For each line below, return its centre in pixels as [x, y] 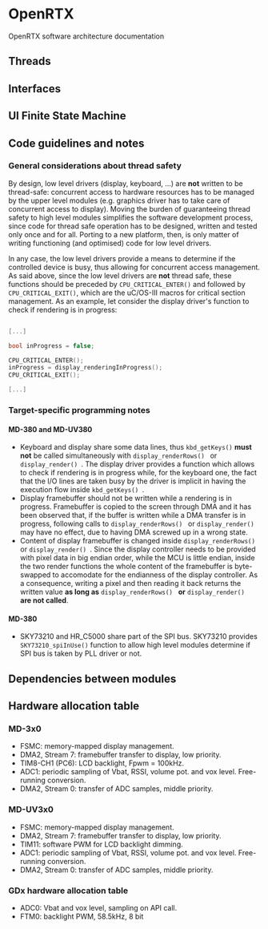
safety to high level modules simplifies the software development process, [131, 217]
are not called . [44, 600]
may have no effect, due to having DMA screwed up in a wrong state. [134, 532]
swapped [35, 575]
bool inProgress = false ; [51, 345]
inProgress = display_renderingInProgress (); [85, 368]
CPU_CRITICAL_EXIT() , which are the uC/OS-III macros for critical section [127, 293]
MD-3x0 [25, 729]
